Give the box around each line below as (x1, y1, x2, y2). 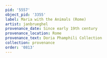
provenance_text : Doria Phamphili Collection (5, 36, 102, 41)
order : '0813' (5, 45, 35, 50)
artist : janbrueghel (5, 21, 49, 27)
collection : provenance (5, 40, 55, 45)
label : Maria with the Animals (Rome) (5, 17, 86, 22)
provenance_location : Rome (5, 31, 62, 36)
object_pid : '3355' (5, 12, 46, 17)
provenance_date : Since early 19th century (5, 26, 98, 31)
